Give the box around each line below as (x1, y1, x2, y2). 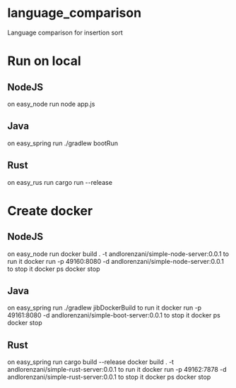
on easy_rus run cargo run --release (7, 178, 113, 186)
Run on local (7, 53, 81, 69)
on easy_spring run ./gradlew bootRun (7, 139, 119, 147)
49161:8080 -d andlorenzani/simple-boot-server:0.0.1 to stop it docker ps (7, 311, 220, 320)
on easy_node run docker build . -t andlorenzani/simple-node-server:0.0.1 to (7, 249, 230, 258)
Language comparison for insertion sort (7, 28, 123, 37)
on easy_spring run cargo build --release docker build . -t (7, 358, 175, 366)
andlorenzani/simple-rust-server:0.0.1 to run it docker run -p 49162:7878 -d (7, 365, 227, 374)
